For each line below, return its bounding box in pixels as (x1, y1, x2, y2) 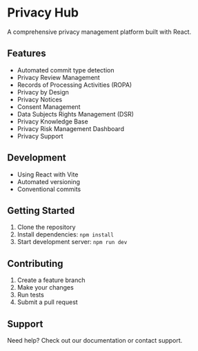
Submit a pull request (17, 298, 78, 306)
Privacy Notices (17, 95, 63, 103)
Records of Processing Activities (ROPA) (17, 81, 132, 89)
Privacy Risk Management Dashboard (17, 124, 124, 132)
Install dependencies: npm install (17, 230, 114, 239)
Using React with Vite (17, 170, 79, 179)
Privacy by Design (17, 88, 69, 96)
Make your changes (17, 283, 74, 292)
